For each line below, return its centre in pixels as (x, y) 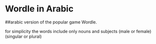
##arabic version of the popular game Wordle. (51, 22)
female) (144, 31)
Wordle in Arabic (39, 9)
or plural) (33, 36)
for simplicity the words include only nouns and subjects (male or (70, 31)
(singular (14, 36)
